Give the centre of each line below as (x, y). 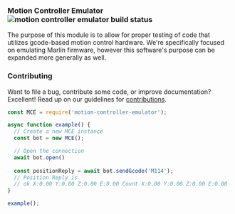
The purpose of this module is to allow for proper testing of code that (109, 35)
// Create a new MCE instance (58, 132)
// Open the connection (49, 151)
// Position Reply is (46, 177)
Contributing (30, 76)
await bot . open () (40, 157)
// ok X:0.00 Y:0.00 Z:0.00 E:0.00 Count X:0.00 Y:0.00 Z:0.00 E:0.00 (121, 184)
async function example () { (49, 125)
